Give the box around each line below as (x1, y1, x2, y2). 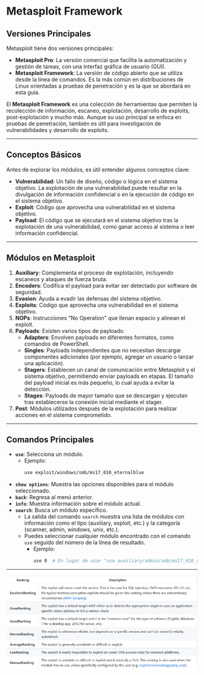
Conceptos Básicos (6, 150, 82, 160)
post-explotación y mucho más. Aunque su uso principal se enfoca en (6, 114, 182, 121)
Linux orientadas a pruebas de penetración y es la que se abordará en (15, 82, 191, 89)
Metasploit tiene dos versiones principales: (6, 44, 114, 52)
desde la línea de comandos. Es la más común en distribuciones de (15, 76, 184, 83)
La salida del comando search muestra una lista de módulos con (24, 513, 185, 520)
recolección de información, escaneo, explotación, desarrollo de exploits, (6, 107, 190, 114)
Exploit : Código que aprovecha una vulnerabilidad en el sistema (15, 203, 175, 211)
